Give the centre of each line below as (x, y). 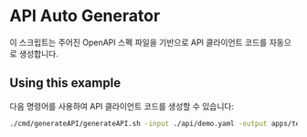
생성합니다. (39, 53)
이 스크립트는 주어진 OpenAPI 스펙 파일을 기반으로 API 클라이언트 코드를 (138, 42)
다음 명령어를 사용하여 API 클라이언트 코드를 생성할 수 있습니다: (122, 106)
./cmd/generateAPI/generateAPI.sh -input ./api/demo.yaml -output (138, 123)
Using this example (65, 83)
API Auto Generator (85, 16)
